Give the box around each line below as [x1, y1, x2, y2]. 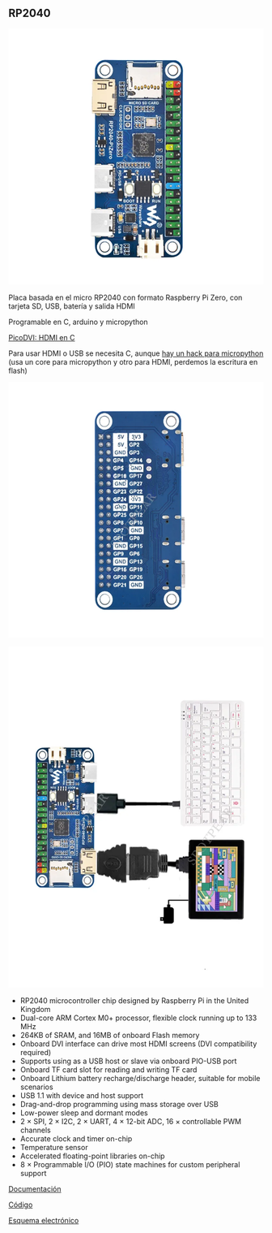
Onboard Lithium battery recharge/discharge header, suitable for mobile [19, 1073, 261, 1083]
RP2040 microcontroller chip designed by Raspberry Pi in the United [19, 995, 249, 1006]
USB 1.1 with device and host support [19, 1090, 144, 1100]
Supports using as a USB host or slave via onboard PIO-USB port [19, 1056, 237, 1066]
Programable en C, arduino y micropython [8, 317, 148, 327]
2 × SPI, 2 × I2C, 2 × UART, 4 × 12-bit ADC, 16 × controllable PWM [19, 1116, 241, 1126]
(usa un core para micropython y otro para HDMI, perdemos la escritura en [8, 357, 258, 366]
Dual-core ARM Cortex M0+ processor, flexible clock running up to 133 [19, 1013, 257, 1023]
